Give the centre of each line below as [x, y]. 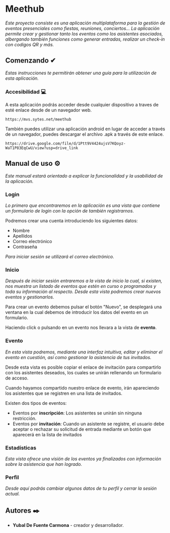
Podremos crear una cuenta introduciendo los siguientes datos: [72, 221]
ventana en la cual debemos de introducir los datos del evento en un [77, 312]
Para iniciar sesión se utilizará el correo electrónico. [60, 257]
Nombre [21, 231]
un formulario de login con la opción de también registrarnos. [70, 211]
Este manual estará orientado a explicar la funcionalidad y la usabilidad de [84, 175]
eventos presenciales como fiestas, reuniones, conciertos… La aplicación [82, 28]
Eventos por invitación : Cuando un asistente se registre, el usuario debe [88, 424]
